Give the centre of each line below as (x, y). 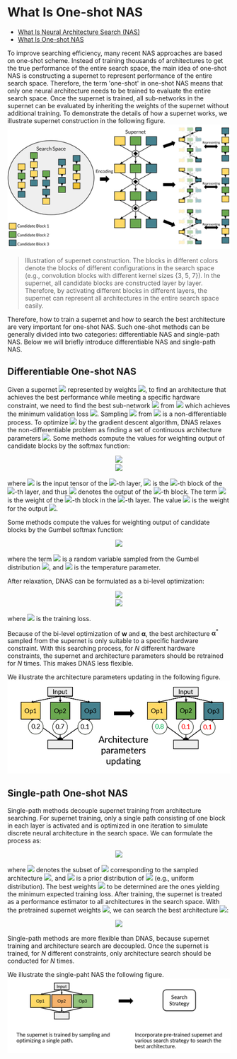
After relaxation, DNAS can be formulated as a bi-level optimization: (106, 581)
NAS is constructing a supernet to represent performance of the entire (110, 76)
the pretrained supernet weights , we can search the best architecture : (118, 910)
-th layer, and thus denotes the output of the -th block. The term (116, 492)
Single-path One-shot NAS (68, 793)
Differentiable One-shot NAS (72, 372)
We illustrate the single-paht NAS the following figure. (86, 974)
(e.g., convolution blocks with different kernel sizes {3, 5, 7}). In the (122, 275)
